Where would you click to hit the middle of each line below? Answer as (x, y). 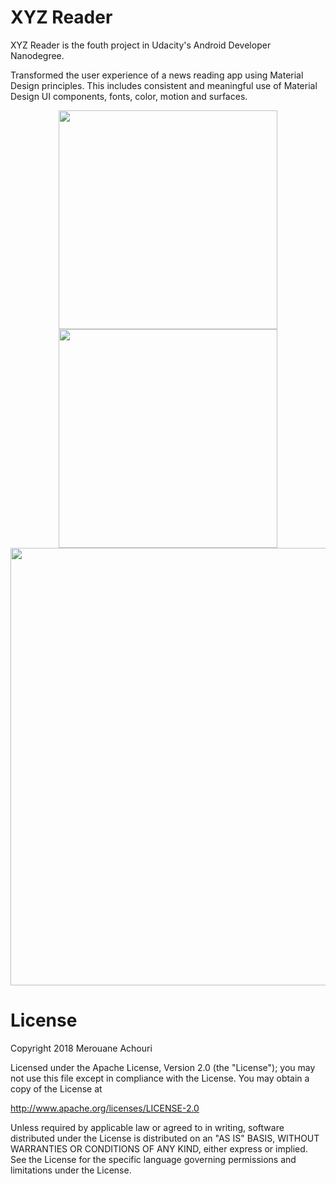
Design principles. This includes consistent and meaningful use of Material (164, 85)
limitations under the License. (71, 1170)
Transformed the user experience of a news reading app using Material (157, 75)
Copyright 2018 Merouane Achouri (81, 1048)
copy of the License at (56, 1088)
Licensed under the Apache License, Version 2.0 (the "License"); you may (163, 1067)
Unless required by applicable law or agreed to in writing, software (147, 1127)
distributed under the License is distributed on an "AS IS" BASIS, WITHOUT (165, 1138)
